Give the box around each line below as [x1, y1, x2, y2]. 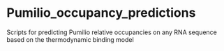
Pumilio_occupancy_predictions [6, 5, 196, 21]
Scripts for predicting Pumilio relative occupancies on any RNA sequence [6, 28, 217, 36]
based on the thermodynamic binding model [6, 35, 134, 43]
